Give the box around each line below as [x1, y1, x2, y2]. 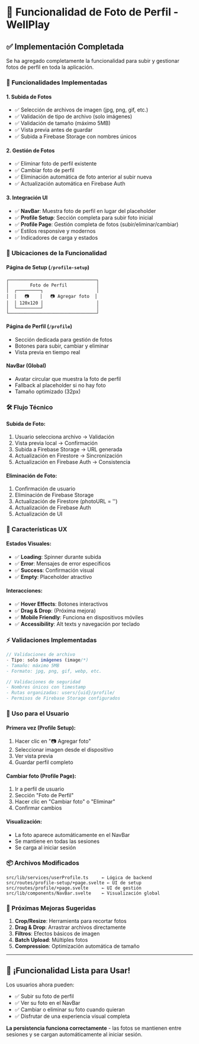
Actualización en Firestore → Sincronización [14, 452, 123, 459]
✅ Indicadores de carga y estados [14, 234, 98, 241]
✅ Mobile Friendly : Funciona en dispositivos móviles [14, 613, 144, 620]
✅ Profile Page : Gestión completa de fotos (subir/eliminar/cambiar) [14, 221, 179, 228]
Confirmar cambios [14, 804, 62, 811]
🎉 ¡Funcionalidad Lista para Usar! [6, 965, 131, 975]
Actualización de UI [14, 510, 63, 518]
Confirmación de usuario [14, 485, 76, 492]
